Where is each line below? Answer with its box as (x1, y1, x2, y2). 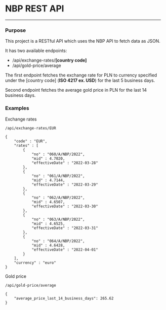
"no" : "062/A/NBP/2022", (31, 195, 85, 200)
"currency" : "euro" (14, 260, 56, 265)
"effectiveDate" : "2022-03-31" (31, 225, 98, 231)
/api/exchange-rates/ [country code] (12, 58, 87, 63)
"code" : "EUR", (14, 138, 48, 144)
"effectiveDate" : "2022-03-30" (31, 204, 98, 209)
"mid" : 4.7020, (31, 156, 65, 161)
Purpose (5, 27, 26, 34)
